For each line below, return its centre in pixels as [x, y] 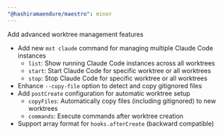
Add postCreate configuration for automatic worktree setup [104, 93]
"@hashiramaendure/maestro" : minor [60, 14]
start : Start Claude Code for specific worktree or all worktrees [119, 70]
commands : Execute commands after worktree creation [106, 116]
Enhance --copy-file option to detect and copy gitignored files [110, 85]
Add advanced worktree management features [75, 34]
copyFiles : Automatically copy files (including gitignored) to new [122, 101]
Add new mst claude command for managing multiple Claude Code [115, 48]
